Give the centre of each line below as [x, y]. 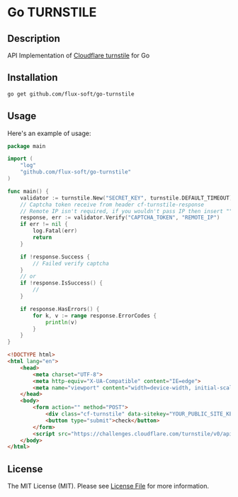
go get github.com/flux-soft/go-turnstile [71, 94]
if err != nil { [44, 224]
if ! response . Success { [55, 257]
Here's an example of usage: [49, 133]
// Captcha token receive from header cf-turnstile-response [112, 205]
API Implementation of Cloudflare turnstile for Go [79, 55]
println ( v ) [61, 322]
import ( [20, 159]
